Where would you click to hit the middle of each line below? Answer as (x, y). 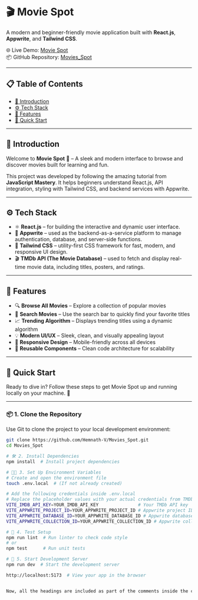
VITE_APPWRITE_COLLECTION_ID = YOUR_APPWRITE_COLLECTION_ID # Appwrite (93, 521)
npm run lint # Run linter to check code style (67, 537)
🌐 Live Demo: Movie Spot (37, 50)
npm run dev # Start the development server (63, 565)
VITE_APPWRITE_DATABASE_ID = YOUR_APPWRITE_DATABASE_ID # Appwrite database (100, 516)
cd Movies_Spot (25, 446)
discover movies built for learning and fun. (57, 165)
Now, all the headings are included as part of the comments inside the (97, 591)
